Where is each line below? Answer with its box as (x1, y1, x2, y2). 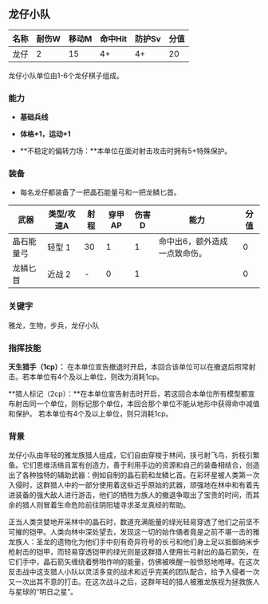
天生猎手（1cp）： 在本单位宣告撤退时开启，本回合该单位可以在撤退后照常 (8, 362, 250, 371)
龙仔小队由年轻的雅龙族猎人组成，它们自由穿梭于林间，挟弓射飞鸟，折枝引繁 (8, 450, 260, 460)
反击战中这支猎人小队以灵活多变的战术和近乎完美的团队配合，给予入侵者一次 (8, 567, 260, 577)
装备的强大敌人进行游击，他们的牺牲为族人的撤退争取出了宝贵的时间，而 (14, 490, 253, 500)
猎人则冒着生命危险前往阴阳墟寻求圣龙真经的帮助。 (22, 500, 190, 510)
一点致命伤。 (158, 248, 207, 259)
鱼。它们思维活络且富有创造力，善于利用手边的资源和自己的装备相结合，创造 (8, 460, 260, 470)
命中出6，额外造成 (158, 236, 228, 247)
